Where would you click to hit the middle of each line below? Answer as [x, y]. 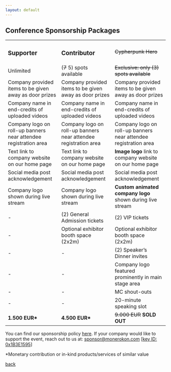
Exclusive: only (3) [137, 68]
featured [125, 271]
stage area [127, 284]
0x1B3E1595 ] [19, 345]
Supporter [23, 53]
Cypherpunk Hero [136, 52]
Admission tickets [82, 221]
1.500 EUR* [23, 318]
